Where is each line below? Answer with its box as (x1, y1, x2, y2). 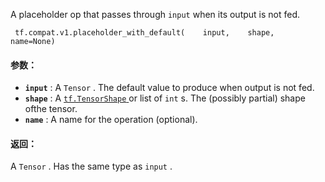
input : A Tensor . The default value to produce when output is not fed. (24, 82, 315, 94)
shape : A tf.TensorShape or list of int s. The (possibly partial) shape (24, 92, 306, 104)
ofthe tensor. (24, 103, 78, 115)
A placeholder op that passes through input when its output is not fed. (10, 9, 301, 20)
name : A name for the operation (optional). (24, 114, 198, 126)
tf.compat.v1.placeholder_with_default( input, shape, (14, 28, 275, 38)
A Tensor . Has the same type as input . (10, 160, 173, 173)
